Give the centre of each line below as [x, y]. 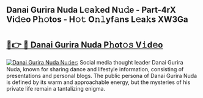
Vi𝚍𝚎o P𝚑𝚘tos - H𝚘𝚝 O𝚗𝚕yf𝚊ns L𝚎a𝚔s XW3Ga [97, 20]
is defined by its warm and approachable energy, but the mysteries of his [98, 82]
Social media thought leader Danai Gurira [131, 62]
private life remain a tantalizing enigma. [56, 89]
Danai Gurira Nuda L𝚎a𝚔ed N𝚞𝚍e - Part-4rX [91, 10]
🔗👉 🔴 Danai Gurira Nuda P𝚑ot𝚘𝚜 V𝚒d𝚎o [85, 45]
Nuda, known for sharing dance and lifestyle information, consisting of [95, 69]
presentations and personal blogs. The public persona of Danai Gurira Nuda [102, 76]
